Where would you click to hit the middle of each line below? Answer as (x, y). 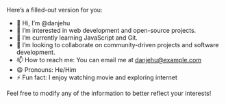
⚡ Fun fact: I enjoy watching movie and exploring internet (97, 77)
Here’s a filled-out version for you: (54, 10)
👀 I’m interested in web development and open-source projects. (106, 30)
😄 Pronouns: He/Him (46, 70)
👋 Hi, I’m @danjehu (43, 23)
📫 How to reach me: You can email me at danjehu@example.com (109, 60)
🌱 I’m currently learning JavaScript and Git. (77, 38)
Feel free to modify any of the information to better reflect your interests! (109, 93)
